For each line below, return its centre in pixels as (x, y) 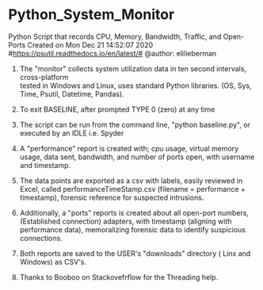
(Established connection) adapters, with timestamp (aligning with (126, 221)
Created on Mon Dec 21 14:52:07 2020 (90, 44)
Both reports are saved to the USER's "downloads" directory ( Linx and (135, 253)
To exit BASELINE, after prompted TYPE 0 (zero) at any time (117, 109)
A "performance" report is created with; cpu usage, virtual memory (129, 148)
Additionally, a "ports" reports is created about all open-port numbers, (134, 212)
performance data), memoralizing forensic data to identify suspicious (132, 229)
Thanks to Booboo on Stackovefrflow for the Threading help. (119, 277)
